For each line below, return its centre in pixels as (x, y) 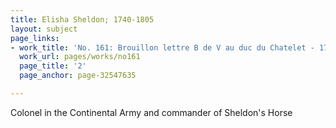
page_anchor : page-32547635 (78, 76)
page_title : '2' (53, 66)
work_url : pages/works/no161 (80, 57)
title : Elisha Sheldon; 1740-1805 (82, 19)
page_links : (35, 38)
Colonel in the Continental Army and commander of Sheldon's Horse (151, 112)
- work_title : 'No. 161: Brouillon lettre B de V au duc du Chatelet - (162, 47)
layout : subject (44, 29)
